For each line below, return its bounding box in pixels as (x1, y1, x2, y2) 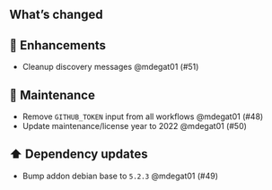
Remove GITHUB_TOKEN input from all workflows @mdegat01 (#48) (22, 111, 264, 122)
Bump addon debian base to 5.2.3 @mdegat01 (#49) (22, 170, 218, 181)
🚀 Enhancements (9, 38, 106, 53)
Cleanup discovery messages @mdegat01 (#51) (22, 62, 199, 73)
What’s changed (9, 7, 103, 22)
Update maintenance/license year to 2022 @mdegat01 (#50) (22, 121, 247, 132)
